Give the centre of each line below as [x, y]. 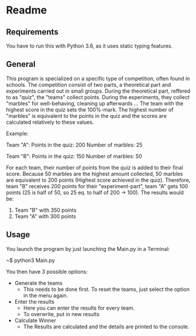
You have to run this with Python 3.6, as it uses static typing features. [90, 46]
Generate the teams [38, 283]
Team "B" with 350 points [46, 210]
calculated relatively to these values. [50, 122]
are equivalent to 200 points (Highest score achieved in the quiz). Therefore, [98, 180]
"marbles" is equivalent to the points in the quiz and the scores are [86, 116]
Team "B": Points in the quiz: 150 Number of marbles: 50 [74, 156]
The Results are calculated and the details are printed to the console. [106, 327]
